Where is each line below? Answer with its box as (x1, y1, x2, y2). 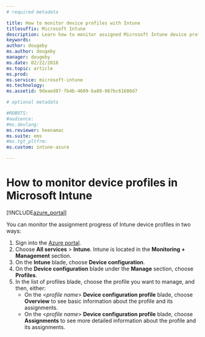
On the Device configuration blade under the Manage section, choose (15, 265, 194, 272)
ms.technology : (6, 82, 45, 89)
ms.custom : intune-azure (6, 144, 70, 150)
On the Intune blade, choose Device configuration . (15, 258, 145, 266)
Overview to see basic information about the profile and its (24, 297, 173, 305)
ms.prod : (6, 71, 29, 77)
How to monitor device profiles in (6, 176, 178, 190)
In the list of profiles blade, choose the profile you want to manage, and (15, 278, 195, 285)
